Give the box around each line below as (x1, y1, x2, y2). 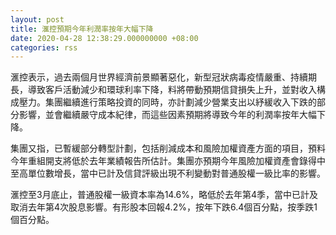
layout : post (10, 14, 65, 25)
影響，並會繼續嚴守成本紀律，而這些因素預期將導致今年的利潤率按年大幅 (18, 109, 317, 121)
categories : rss (10, 42, 78, 53)
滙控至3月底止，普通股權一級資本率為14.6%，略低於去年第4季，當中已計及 (10, 189, 319, 201)
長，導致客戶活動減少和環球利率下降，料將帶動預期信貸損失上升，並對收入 (10, 84, 317, 96)
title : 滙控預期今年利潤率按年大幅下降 (10, 24, 154, 34)
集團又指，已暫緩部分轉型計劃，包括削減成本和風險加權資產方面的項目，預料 (10, 142, 326, 155)
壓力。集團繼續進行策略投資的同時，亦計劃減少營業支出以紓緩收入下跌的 (18, 96, 317, 108)
